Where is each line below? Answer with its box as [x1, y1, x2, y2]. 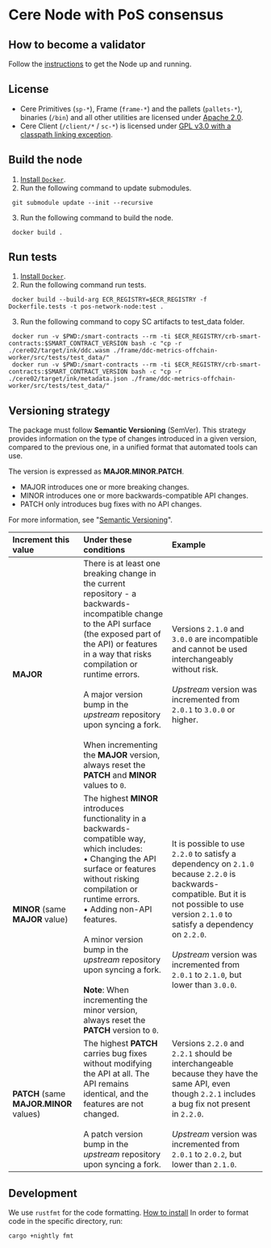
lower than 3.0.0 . [172, 979, 237, 991]
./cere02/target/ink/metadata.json [8, 375, 128, 383]
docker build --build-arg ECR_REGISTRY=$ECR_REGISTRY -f [11, 296, 207, 304]
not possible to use [172, 899, 244, 910]
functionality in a [83, 813, 147, 824]
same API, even [172, 1079, 231, 1090]
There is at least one [83, 558, 161, 570]
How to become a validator [8, 38, 146, 52]
